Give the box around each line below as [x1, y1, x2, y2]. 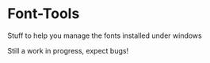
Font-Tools [7, 5, 80, 23]
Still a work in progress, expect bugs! [7, 46, 128, 55]
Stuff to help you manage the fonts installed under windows [7, 31, 203, 40]
